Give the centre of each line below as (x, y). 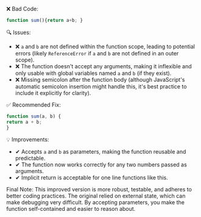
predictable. (30, 158)
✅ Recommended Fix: (33, 105)
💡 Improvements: (28, 139)
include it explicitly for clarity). (53, 93)
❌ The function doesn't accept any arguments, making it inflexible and (103, 66)
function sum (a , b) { (34, 116)
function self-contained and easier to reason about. (71, 208)
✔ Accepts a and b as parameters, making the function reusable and (100, 151)
